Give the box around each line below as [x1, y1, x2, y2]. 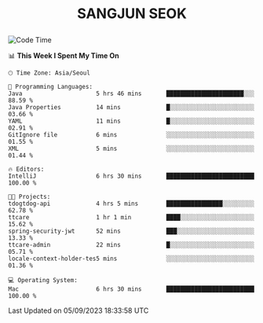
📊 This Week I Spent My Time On [8, 51, 119, 61]
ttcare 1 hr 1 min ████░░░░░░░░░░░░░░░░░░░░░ [8, 214, 255, 222]
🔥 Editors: [8, 166, 45, 174]
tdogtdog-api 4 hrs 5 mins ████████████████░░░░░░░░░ [8, 200, 255, 208]
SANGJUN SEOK [77, 5, 187, 23]
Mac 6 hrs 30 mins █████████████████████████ [8, 285, 255, 293]
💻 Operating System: [8, 277, 79, 284]
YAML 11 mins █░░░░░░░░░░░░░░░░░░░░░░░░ [8, 117, 255, 126]
